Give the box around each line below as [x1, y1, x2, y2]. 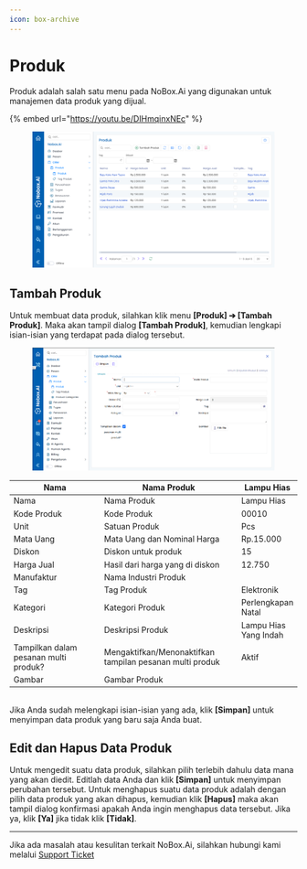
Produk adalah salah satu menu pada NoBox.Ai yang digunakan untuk [9, 85, 272, 96]
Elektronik [240, 585, 279, 595]
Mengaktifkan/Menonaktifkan [103, 647, 215, 658]
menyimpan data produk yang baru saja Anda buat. [9, 713, 203, 724]
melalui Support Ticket [9, 849, 95, 860]
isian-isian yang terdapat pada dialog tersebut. [9, 329, 185, 340]
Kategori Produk [103, 602, 165, 613]
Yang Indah [240, 629, 284, 640]
